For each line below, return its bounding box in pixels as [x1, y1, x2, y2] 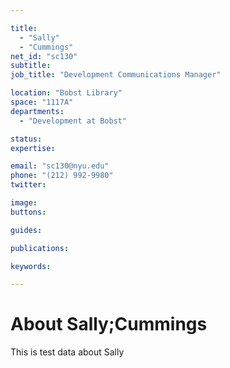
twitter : [10, 180, 47, 190]
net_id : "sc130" [10, 51, 78, 61]
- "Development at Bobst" [19, 116, 128, 126]
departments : [10, 106, 65, 116]
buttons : [10, 207, 47, 217]
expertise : [10, 143, 56, 153]
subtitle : [10, 61, 52, 71]
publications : [10, 243, 70, 253]
